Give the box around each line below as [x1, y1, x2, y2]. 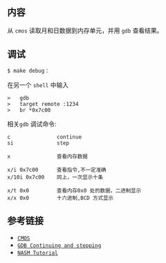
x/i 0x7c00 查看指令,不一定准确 [7, 166, 107, 173]
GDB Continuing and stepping [17, 242, 102, 249]
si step [7, 139, 70, 147]
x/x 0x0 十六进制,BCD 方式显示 [7, 194, 114, 201]
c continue [7, 134, 82, 140]
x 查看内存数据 [7, 153, 88, 160]
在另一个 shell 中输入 [7, 80, 69, 89]
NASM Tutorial [17, 250, 58, 257]
